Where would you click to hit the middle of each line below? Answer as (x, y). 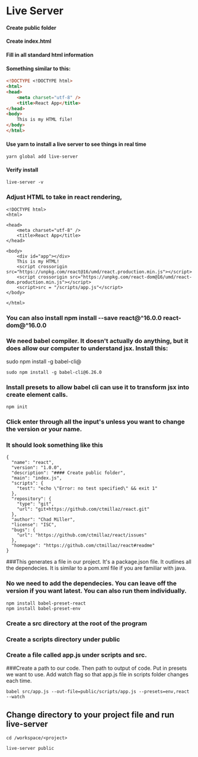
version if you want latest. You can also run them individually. (96, 591)
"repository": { (31, 499)
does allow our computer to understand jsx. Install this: (87, 348)
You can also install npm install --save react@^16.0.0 (84, 317)
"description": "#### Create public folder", (69, 473)
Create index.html (29, 41)
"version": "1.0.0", (37, 468)
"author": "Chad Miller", (44, 520)
